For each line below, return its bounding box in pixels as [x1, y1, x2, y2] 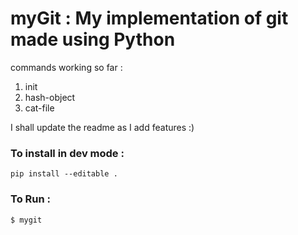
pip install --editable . [10, 169, 118, 179]
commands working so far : [10, 61, 123, 73]
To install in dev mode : [10, 146, 125, 160]
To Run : [10, 192, 51, 206]
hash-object [24, 91, 76, 103]
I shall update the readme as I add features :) [10, 121, 195, 133]
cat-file [24, 102, 55, 114]
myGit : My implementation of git [10, 7, 289, 30]
